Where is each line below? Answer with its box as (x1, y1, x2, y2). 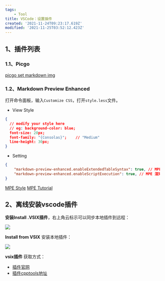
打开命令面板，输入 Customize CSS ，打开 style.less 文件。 (5, 98, 120, 103)
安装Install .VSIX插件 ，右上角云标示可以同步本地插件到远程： (5, 214, 130, 220)
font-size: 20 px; (9, 130, 45, 135)
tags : (5, 7, 16, 12)
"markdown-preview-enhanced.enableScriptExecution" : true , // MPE (14, 171, 153, 177)
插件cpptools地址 (12, 270, 48, 276)
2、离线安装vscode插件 (5, 201, 78, 209)
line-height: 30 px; (9, 139, 50, 145)
